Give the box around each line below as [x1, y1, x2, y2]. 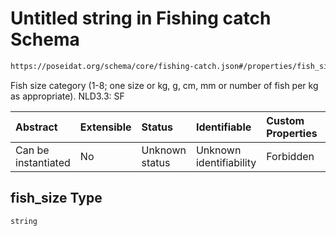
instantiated [15, 155, 71, 169]
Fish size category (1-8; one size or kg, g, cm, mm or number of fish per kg [10, 79, 319, 91]
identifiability [195, 155, 257, 169]
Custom [266, 113, 305, 127]
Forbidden [266, 149, 315, 163]
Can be [15, 143, 50, 157]
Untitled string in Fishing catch [10, 7, 272, 30]
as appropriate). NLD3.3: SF [10, 90, 125, 102]
